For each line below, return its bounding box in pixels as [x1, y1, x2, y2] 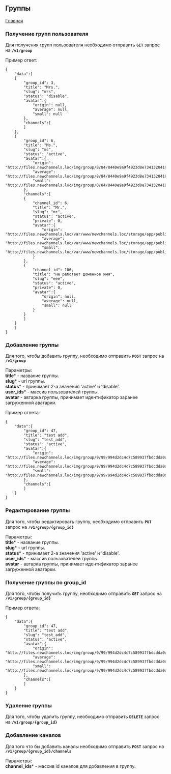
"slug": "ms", [23, 147, 53, 152]
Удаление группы [5, 702, 52, 709]
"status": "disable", [23, 94, 70, 99]
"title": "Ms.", [23, 142, 58, 148]
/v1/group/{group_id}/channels [5, 749, 72, 754]
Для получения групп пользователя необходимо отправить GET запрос [5, 42, 160, 48]
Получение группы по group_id [5, 579, 87, 586]
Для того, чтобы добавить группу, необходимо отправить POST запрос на [5, 353, 164, 359]
